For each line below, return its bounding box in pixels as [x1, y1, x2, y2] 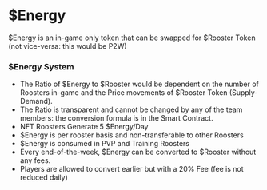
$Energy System [8, 61, 74, 72]
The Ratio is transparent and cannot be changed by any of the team [19, 105, 243, 114]
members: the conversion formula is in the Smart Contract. [19, 113, 213, 123]
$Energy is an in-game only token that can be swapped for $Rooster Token [8, 33, 256, 42]
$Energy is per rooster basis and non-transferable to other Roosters [19, 130, 244, 140]
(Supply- [229, 88, 258, 97]
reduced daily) [19, 172, 68, 182]
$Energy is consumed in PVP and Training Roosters [19, 139, 190, 148]
